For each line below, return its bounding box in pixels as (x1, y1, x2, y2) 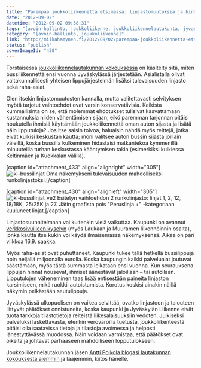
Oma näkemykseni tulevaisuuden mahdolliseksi (45, 170, 163, 177)
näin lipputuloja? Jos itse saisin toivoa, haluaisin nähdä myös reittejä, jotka (6, 126, 188, 133)
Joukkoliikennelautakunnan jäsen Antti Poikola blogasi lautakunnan (6, 348, 172, 356)
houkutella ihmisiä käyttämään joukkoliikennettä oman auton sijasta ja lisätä (6, 120, 192, 127)
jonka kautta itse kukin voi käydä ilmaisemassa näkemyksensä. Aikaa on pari (6, 231, 194, 238)
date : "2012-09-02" (6, 14, 55, 20)
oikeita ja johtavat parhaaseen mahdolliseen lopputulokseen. (6, 337, 156, 344)
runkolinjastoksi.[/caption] (6, 176, 71, 183)
